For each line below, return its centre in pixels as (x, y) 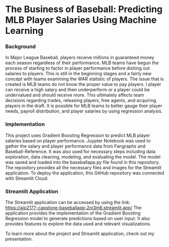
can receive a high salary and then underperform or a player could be (77, 90)
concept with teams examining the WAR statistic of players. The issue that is (84, 79)
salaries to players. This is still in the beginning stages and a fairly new (78, 74)
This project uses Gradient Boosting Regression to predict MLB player (78, 135)
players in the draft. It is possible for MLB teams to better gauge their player (84, 106)
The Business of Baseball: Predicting (84, 9)
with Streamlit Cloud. (27, 178)
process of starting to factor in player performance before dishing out (77, 68)
